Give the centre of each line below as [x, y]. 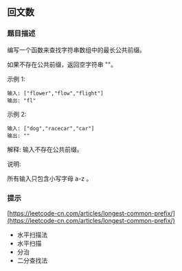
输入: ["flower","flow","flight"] [56, 93]
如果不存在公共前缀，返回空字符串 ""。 [62, 64]
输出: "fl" [22, 101]
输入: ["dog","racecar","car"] [51, 128]
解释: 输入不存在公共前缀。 [45, 149]
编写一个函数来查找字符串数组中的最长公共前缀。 [76, 49]
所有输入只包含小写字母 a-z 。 [50, 178]
